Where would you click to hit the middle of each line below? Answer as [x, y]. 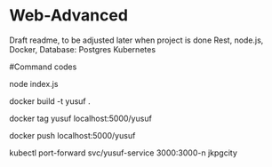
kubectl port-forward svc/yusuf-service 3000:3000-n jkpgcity [123, 153]
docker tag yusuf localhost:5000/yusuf [81, 118]
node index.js [34, 83]
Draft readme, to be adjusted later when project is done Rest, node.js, [136, 40]
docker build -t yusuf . [50, 101]
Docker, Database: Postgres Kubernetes [83, 49]
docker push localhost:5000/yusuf [72, 135]
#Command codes [43, 67]
